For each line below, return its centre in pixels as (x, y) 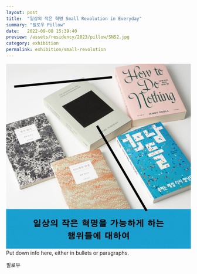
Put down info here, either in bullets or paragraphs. (67, 253)
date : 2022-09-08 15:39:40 (42, 31)
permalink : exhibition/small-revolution (56, 50)
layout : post (22, 12)
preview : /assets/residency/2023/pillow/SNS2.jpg (68, 37)
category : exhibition (33, 43)
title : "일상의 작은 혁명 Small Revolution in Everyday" (74, 18)
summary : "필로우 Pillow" (36, 25)
